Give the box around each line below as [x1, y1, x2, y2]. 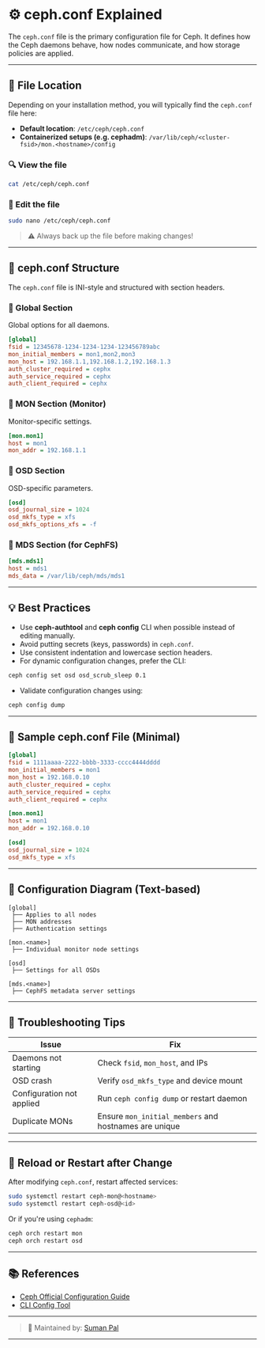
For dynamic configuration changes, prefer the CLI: [19, 655, 187, 666]
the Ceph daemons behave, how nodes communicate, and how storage [8, 40, 241, 49]
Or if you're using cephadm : [8, 1213, 94, 1224]
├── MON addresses [11, 917, 73, 925]
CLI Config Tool [19, 1301, 71, 1310]
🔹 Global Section [8, 302, 73, 313]
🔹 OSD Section [8, 465, 65, 477]
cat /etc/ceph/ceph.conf [8, 180, 90, 188]
